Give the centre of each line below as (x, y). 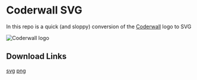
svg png (16, 71)
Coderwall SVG (44, 10)
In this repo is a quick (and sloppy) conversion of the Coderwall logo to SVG (99, 26)
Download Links (36, 56)
